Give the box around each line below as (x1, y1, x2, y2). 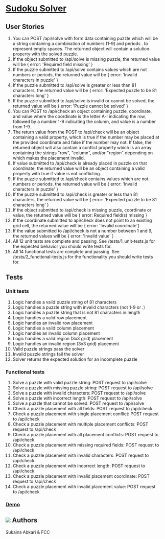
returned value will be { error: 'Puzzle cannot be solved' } (12, 103, 129, 109)
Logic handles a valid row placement (12, 314, 87, 321)
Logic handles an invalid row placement (12, 320, 93, 326)
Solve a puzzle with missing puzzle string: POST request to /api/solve (12, 385, 153, 391)
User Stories (5, 23, 45, 31)
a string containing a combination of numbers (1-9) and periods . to (12, 41, 148, 47)
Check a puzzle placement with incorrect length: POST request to (12, 463, 145, 469)
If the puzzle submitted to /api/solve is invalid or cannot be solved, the (12, 98, 155, 103)
